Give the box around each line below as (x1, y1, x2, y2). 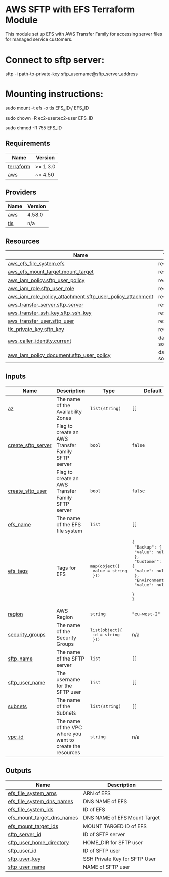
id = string (92, 632, 120, 637)
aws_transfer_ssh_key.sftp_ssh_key (8, 309, 92, 316)
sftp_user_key (8, 855, 41, 862)
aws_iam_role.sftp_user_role (8, 285, 74, 292)
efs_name (8, 521, 31, 528)
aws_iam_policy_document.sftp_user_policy (8, 352, 111, 359)
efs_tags (8, 567, 28, 574)
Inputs (5, 372, 26, 380)
